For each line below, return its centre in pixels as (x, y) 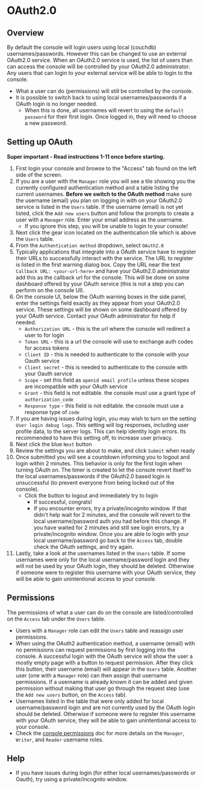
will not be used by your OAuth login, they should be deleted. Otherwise (105, 566)
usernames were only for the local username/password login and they (102, 560)
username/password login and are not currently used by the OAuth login (105, 708)
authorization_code (49, 400)
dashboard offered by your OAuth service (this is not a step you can (100, 284)
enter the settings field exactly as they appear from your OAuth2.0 (98, 303)
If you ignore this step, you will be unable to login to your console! (106, 226)
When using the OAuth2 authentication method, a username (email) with (105, 643)
